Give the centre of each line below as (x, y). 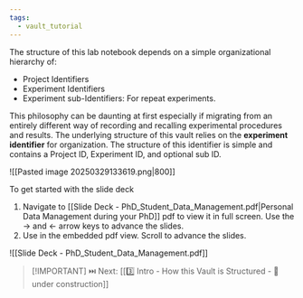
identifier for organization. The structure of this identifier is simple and (141, 144)
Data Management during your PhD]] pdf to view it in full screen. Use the (158, 216)
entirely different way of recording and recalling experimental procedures (146, 125)
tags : (19, 18)
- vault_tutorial (50, 26)
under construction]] (70, 284)
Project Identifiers (56, 79)
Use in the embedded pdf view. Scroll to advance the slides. (134, 235)
